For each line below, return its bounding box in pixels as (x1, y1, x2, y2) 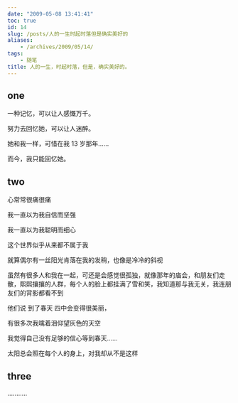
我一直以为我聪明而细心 (7, 225, 76, 235)
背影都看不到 (26, 289, 64, 297)
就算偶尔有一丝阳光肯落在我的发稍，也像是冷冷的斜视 (7, 256, 163, 264)
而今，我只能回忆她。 (7, 154, 70, 163)
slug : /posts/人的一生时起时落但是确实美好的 (7, 30, 129, 38)
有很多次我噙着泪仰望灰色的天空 (7, 319, 101, 328)
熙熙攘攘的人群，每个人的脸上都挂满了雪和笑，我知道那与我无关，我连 (19, 280, 225, 289)
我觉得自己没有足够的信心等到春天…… (7, 334, 119, 343)
